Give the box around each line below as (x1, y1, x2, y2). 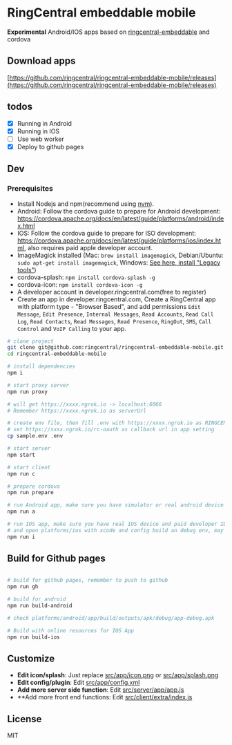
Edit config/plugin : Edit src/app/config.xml (17, 679, 140, 687)
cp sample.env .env (7, 433, 64, 440)
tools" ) (17, 265, 37, 274)
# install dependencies (7, 363, 76, 370)
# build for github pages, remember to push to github (7, 577, 168, 584)
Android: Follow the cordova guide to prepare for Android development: (17, 207, 221, 215)
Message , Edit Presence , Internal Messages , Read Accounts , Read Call (17, 310, 214, 318)
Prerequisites (7, 184, 53, 194)
